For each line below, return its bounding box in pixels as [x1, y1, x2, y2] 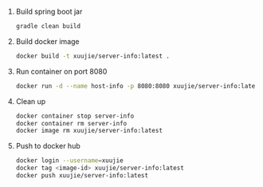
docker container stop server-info [15, 112, 135, 120]
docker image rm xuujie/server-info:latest [15, 127, 163, 135]
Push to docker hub [15, 141, 81, 151]
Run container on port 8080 [15, 66, 108, 76]
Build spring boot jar [15, 7, 83, 16]
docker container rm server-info [15, 119, 128, 127]
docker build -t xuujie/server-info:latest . [15, 52, 170, 60]
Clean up [15, 96, 46, 106]
